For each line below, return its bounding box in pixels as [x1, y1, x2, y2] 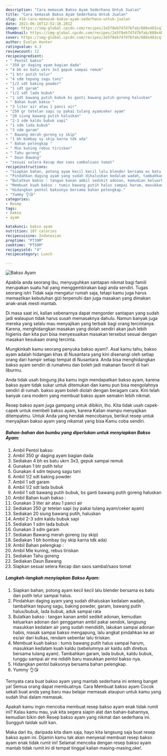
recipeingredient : [5, 53, 44, 59]
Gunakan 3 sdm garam [12, 527, 59, 532]
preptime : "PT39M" [5, 238, 44, 243]
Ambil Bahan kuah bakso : [12, 495, 66, 501]
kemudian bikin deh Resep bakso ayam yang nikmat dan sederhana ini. [5, 714, 151, 720]
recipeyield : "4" [5, 247, 42, 252]
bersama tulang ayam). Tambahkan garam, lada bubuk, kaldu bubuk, [12, 651, 153, 657]
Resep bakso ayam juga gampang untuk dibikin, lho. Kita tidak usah [5, 402, 144, 408]
